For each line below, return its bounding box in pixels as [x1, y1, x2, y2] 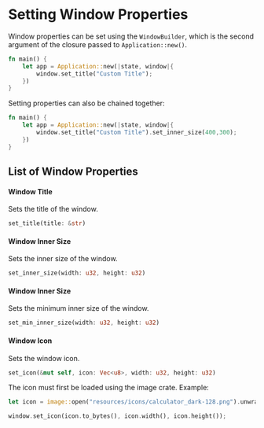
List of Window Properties [8, 165, 139, 179]
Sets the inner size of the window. [8, 254, 118, 264]
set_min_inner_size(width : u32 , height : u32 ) [8, 319, 159, 327]
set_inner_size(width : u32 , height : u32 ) [8, 269, 146, 277]
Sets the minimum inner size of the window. [8, 304, 149, 313]
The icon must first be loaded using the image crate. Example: [8, 383, 210, 393]
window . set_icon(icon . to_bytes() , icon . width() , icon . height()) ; [8, 412, 226, 420]
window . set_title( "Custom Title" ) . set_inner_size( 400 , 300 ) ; [36, 128, 237, 137]
